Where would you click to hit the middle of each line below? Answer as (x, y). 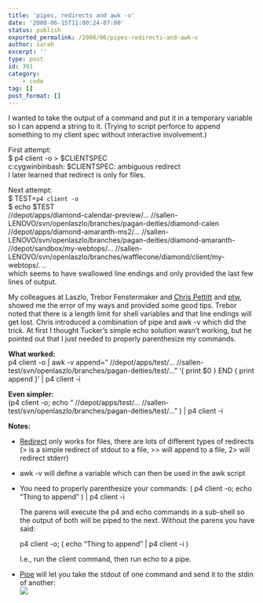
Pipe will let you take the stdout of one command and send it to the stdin (136, 575)
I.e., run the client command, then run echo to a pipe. (105, 559)
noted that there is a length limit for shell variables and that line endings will (130, 314)
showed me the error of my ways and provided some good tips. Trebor (122, 305)
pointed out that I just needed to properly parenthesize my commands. (122, 339)
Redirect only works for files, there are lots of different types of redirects (137, 441)
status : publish (35, 30)
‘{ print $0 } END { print (217, 371)
